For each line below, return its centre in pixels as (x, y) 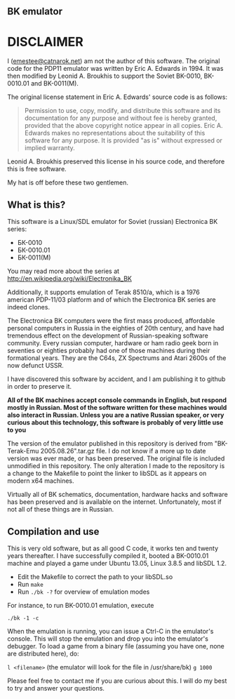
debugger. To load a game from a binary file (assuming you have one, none (116, 646)
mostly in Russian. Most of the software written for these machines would (117, 408)
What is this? (36, 205)
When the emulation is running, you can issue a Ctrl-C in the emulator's (110, 631)
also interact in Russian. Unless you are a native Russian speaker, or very (116, 415)
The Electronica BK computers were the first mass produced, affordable (111, 321)
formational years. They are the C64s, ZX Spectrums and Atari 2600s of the (117, 358)
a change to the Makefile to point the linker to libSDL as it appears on (107, 474)
